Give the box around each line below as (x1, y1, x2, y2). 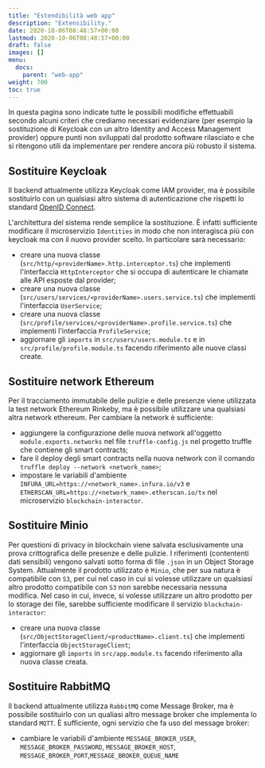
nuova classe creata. (19, 657, 88, 666)
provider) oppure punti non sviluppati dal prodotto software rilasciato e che (8, 133, 255, 142)
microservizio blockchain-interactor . (19, 496, 144, 505)
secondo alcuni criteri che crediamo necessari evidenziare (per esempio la (8, 116, 253, 126)
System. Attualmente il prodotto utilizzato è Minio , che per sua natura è (8, 565, 241, 575)
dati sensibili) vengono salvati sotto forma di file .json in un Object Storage (8, 556, 255, 566)
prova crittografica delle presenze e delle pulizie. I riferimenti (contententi (8, 548, 249, 558)
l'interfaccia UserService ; (19, 301, 103, 310)
